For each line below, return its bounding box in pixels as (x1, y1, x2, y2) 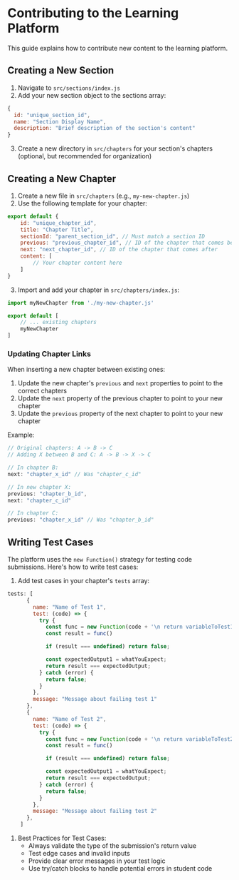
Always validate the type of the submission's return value (28, 841, 197, 850)
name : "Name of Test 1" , (33, 603, 107, 611)
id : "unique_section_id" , (14, 111, 91, 118)
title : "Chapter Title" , (20, 226, 94, 233)
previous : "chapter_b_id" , (7, 490, 87, 497)
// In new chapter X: (7, 483, 72, 490)
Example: (7, 430, 35, 440)
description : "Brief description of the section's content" (14, 125, 196, 132)
